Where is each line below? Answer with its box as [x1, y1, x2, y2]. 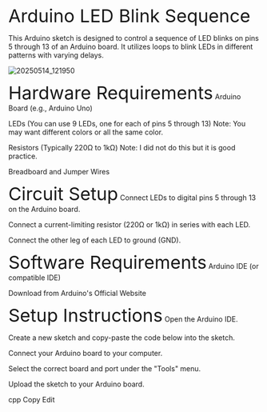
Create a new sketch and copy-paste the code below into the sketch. [8, 333, 236, 342]
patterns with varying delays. [8, 50, 104, 60]
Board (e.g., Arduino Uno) [8, 103, 94, 113]
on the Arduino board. [8, 205, 81, 214]
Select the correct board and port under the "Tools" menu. [8, 364, 201, 373]
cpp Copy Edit [8, 395, 55, 404]
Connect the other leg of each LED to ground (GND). [8, 235, 181, 245]
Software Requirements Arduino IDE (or [8, 251, 259, 274]
